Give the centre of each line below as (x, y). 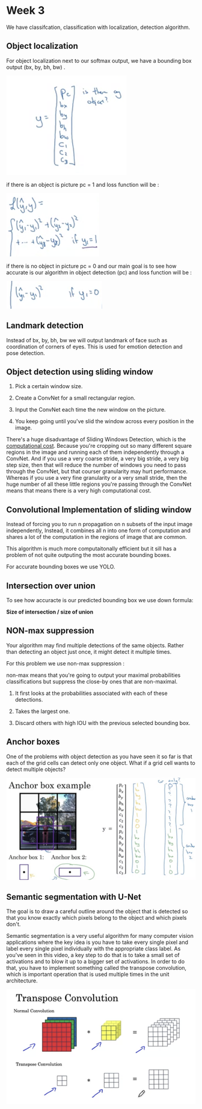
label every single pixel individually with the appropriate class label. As (93, 949)
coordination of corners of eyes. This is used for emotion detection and (94, 347)
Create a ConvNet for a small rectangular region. (75, 398)
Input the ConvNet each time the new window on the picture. (90, 410)
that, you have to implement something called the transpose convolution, (96, 968)
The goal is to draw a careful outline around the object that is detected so (97, 911)
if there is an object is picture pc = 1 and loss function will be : (83, 184)
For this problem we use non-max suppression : (66, 663)
